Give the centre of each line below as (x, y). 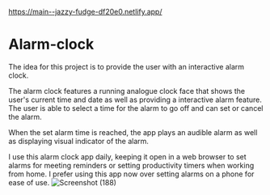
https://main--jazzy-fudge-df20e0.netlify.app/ (85, 12)
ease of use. (29, 182)
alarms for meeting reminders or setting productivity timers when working (131, 165)
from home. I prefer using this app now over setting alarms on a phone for (131, 174)
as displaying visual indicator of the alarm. (79, 141)
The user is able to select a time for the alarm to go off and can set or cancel (136, 108)
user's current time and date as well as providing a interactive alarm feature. (135, 100)
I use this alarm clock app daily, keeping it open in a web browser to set (127, 156)
